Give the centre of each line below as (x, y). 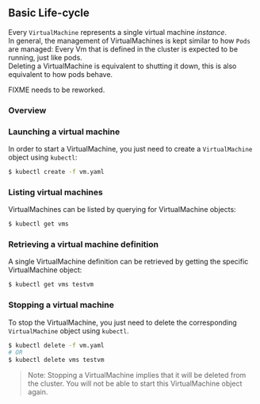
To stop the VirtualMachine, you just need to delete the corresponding (123, 322)
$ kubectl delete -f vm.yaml (56, 345)
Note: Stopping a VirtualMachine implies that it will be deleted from (137, 375)
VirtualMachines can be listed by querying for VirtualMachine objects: (122, 210)
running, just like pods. (46, 57)
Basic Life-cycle (49, 13)
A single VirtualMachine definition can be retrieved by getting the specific (128, 262)
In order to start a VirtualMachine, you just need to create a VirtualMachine (130, 149)
